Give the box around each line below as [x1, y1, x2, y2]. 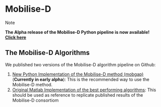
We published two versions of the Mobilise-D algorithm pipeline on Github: [5, 61, 156, 67]
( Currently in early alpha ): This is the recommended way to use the [12, 76, 150, 82]
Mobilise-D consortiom [12, 97, 59, 103]
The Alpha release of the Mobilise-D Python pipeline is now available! [5, 29, 150, 35]
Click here [5, 34, 27, 40]
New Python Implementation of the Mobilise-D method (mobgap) [12, 71, 144, 77]
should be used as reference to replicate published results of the [12, 92, 143, 98]
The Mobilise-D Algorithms [5, 49, 90, 57]
